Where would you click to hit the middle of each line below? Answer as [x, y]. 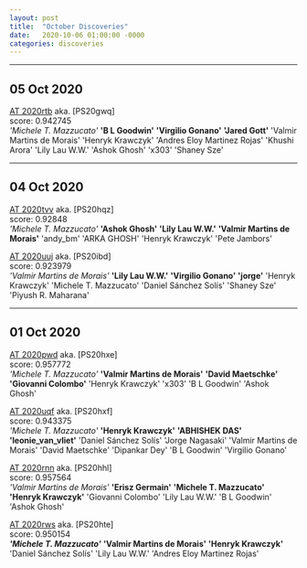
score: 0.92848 [38, 219]
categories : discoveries [57, 43]
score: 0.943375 [41, 421]
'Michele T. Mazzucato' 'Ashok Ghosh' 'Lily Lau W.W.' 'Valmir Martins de [150, 229]
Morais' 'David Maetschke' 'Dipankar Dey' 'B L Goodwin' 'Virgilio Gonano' [148, 450]
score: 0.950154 [40, 534]
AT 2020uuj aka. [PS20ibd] [60, 256]
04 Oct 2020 [47, 187]
